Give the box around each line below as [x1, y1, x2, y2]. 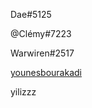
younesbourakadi [10, 67, 82, 78]
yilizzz [10, 86, 37, 98]
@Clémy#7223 [10, 28, 72, 39]
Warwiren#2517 [10, 47, 75, 59]
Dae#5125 [10, 9, 52, 20]
